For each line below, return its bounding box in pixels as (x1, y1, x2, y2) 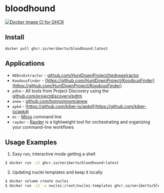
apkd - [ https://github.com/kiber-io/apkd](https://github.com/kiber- (12, 103, 147, 109)
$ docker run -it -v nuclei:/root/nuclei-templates (5, 183, 112, 188)
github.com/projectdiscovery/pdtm (12, 93, 82, 99)
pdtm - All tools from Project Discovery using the (12, 88, 109, 94)
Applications (5, 59, 45, 68)
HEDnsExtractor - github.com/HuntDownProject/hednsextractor (12, 72, 140, 78)
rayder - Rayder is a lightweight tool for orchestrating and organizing (12, 119, 150, 125)
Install (5, 33, 24, 41)
